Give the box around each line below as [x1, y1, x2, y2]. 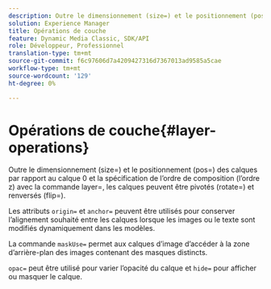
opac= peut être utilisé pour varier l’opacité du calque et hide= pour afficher [8, 263, 256, 273]
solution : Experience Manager [8, 19, 110, 27]
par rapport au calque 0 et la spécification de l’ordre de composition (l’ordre [8, 174, 261, 183]
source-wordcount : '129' [8, 72, 92, 80]
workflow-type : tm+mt [8, 65, 81, 73]
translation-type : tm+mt [8, 49, 92, 57]
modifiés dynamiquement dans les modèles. [8, 224, 156, 233]
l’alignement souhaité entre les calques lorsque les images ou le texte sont [8, 215, 256, 224]
